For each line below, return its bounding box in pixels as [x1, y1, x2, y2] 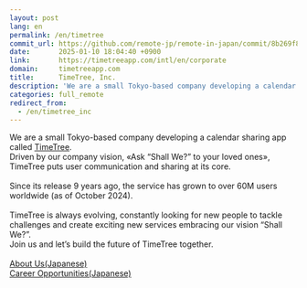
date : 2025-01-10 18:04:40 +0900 [9, 48, 162, 57]
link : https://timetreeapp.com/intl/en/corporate [9, 56, 227, 65]
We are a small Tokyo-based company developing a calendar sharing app [9, 132, 287, 143]
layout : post [9, 13, 59, 23]
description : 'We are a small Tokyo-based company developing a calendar [9, 81, 297, 91]
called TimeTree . [9, 142, 72, 153]
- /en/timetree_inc [17, 107, 92, 116]
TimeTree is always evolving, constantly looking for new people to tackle [9, 209, 283, 220]
